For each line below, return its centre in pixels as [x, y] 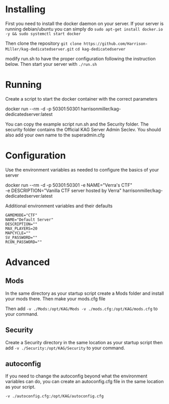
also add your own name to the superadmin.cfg [55, 135]
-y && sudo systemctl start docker [43, 34]
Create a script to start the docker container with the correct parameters [81, 99]
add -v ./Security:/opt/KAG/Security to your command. [65, 348]
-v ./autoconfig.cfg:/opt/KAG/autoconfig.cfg [54, 396]
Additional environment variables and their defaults [59, 206]
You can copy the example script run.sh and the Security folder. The [77, 124]
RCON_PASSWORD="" [24, 242]
